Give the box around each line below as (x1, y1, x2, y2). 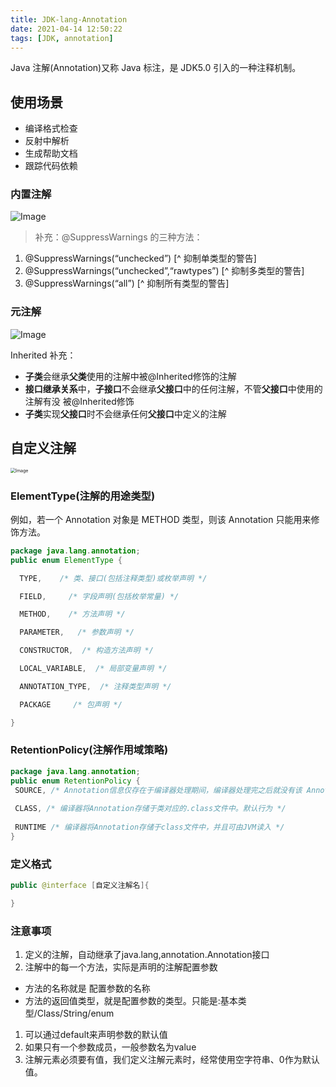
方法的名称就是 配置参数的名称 (24, 982, 151, 995)
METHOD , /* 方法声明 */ (19, 609, 126, 620)
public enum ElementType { (10, 555, 123, 565)
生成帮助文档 (24, 147, 78, 160)
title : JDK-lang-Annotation (10, 14, 128, 25)
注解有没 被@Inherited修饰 (24, 395, 135, 407)
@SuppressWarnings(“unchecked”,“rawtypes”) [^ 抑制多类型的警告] (24, 265, 305, 277)
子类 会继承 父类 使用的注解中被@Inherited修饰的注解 (24, 370, 237, 382)
